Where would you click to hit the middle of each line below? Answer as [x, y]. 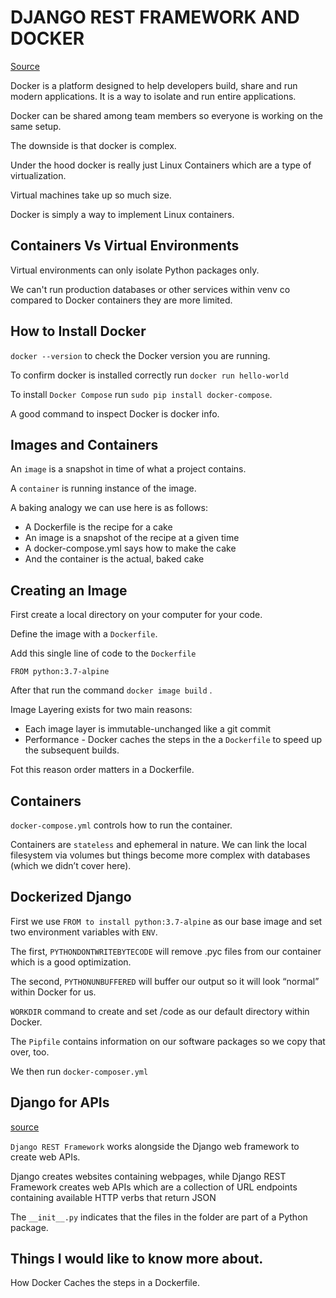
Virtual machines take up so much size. [91, 195]
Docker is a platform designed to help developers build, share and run [154, 85]
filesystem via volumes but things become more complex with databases [160, 855]
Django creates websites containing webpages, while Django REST [148, 1176]
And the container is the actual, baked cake [114, 559]
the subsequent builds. [72, 750]
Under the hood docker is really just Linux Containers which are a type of [161, 165]
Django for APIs [60, 1102]
